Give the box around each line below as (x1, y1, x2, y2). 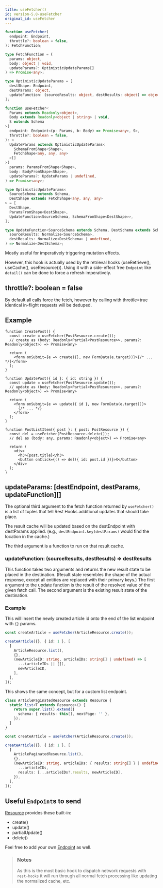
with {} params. (5, 621, 37, 627)
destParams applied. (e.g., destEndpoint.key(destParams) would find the (5, 528, 149, 534)
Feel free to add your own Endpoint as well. (5, 844, 92, 850)
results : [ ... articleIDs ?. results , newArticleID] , (17, 770, 123, 775)
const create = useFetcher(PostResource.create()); (9, 333, 116, 338)
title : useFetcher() (5, 7, 47, 12)
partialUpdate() (12, 830, 43, 836)
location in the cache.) (5, 534, 50, 540)
